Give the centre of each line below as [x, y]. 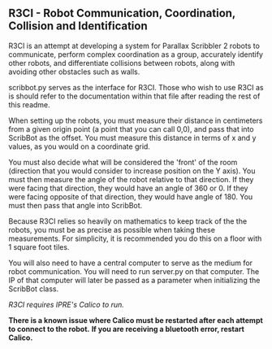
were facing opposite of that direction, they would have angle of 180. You [131, 196]
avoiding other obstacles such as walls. [74, 72]
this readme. [29, 104]
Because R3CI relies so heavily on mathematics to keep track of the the [128, 221]
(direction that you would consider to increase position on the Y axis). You [132, 171]
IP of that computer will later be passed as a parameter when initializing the [134, 280]
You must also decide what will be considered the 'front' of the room [123, 162]
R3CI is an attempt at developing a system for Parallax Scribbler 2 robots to [134, 46]
